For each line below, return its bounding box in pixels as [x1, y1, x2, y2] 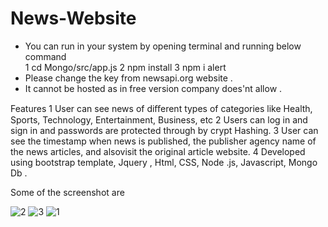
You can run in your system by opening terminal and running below [24, 40, 302, 52]
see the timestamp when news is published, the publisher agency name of [10, 135, 317, 147]
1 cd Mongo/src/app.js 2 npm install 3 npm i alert [24, 61, 227, 73]
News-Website [10, 7, 137, 30]
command [24, 50, 67, 62]
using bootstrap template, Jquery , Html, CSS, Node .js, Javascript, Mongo [10, 156, 318, 168]
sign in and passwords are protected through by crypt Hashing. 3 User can [10, 124, 319, 136]
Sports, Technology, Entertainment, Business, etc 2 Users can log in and [10, 113, 308, 126]
